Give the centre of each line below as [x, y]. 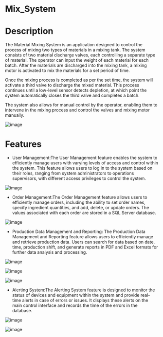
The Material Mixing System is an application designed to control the [74, 45]
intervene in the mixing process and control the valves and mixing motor [77, 110]
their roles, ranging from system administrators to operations [73, 173]
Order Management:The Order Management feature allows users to [80, 197]
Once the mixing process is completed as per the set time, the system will [79, 80]
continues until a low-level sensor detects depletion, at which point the [76, 90]
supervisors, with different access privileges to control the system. [79, 178]
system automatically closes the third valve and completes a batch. [72, 95]
